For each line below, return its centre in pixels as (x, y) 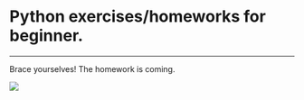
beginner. (47, 36)
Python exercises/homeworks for (138, 17)
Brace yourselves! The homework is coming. (92, 68)
